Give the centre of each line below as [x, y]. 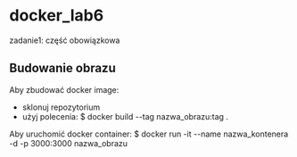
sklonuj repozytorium [61, 107]
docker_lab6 [57, 16]
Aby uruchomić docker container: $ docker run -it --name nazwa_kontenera [149, 134]
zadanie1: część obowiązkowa [65, 40]
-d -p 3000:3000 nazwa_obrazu [68, 143]
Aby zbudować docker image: [64, 89]
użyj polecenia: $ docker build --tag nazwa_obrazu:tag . [125, 116]
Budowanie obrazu [62, 68]
